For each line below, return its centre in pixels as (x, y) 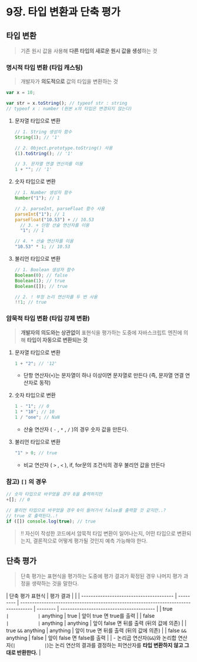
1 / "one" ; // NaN (37, 418)
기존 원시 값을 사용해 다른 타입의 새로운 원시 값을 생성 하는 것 (89, 51)
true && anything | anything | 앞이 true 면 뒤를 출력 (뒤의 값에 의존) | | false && (96, 631)
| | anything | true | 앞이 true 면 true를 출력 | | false (80, 616)
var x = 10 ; (21, 93)
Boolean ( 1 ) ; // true (40, 281)
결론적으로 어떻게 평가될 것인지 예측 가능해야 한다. (91, 540)
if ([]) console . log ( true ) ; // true (51, 521)
